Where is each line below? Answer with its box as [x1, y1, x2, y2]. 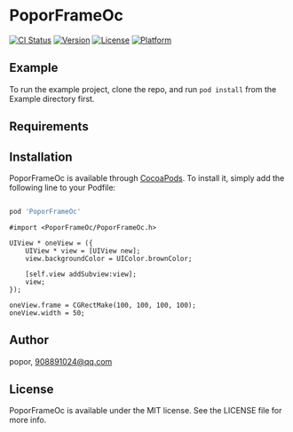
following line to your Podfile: [9, 182, 116, 192]
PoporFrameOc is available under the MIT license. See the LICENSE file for [9, 405, 282, 416]
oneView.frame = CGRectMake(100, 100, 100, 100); [9, 301, 197, 310]
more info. [9, 414, 47, 426]
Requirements [9, 119, 89, 134]
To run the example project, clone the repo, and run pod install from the [9, 83, 277, 94]
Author [9, 333, 49, 348]
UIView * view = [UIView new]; [25, 246, 141, 255]
